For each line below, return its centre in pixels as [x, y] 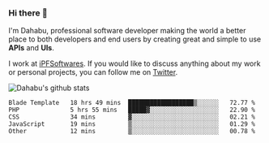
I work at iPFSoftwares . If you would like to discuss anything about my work [134, 63]
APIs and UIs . [31, 48]
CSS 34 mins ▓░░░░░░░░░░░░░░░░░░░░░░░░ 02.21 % [132, 117]
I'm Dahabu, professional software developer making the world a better [127, 31]
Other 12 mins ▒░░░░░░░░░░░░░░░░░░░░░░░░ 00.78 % [132, 132]
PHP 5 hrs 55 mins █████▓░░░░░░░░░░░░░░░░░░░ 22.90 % [132, 110]
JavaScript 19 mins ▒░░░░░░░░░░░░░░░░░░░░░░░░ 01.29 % [132, 124]
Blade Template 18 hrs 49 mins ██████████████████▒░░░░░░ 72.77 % [132, 103]
